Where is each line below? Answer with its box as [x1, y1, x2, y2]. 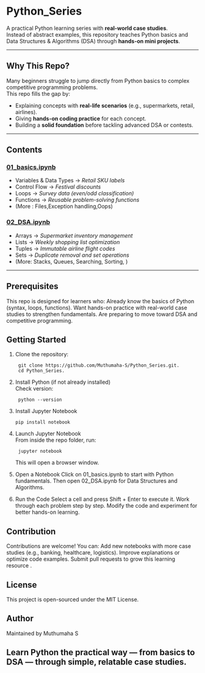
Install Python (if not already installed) [15, 378, 111, 386]
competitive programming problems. [6, 84, 98, 91]
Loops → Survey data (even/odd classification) [15, 190, 134, 197]
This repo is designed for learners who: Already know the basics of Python [6, 297, 195, 304]
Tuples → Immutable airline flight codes [15, 245, 115, 252]
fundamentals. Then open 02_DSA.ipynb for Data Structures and [15, 477, 178, 484]
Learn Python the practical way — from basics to [6, 647, 195, 658]
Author [6, 613, 34, 624]
